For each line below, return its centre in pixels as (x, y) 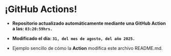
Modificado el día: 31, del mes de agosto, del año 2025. (73, 38)
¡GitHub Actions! (41, 9)
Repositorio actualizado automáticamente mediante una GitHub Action (89, 23)
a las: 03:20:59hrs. (32, 28)
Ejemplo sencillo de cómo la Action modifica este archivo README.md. (87, 48)
